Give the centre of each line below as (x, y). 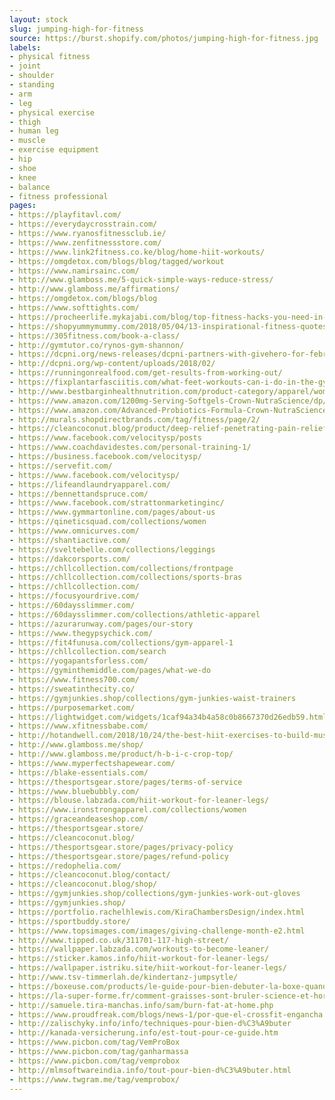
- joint (25, 66)
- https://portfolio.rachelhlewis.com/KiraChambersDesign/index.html (157, 912)
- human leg (34, 131)
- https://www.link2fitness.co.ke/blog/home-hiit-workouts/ (137, 252)
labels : (25, 47)
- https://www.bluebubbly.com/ (74, 791)
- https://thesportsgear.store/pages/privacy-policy (121, 847)
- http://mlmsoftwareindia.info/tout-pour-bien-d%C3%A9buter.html (150, 1070)
